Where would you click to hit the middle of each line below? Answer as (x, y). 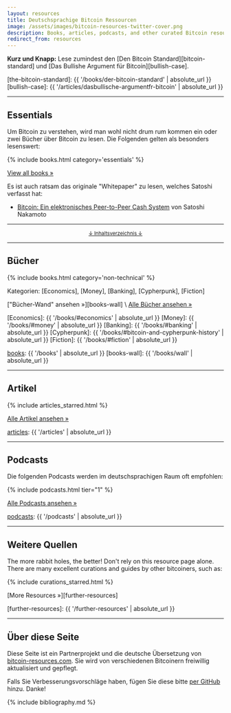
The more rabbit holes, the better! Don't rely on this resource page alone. (111, 561)
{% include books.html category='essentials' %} (76, 159)
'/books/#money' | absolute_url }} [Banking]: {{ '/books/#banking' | (102, 325)
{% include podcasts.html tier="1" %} (60, 490)
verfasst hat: (25, 193)
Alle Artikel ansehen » (38, 419)
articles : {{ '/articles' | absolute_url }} (59, 432)
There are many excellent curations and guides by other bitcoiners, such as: (115, 569)
